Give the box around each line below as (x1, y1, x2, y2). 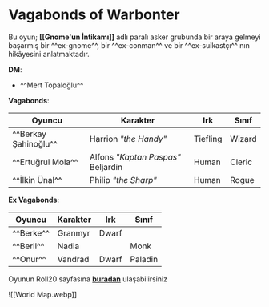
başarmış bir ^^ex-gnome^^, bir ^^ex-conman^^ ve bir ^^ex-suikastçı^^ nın (8, 40, 250, 50)
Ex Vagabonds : (8, 195, 60, 204)
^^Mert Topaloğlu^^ (19, 80, 84, 90)
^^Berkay (12, 128, 46, 139)
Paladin (130, 253, 159, 265)
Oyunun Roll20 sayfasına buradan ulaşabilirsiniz (8, 274, 168, 284)
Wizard (229, 133, 257, 144)
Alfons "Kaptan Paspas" (89, 151, 182, 162)
